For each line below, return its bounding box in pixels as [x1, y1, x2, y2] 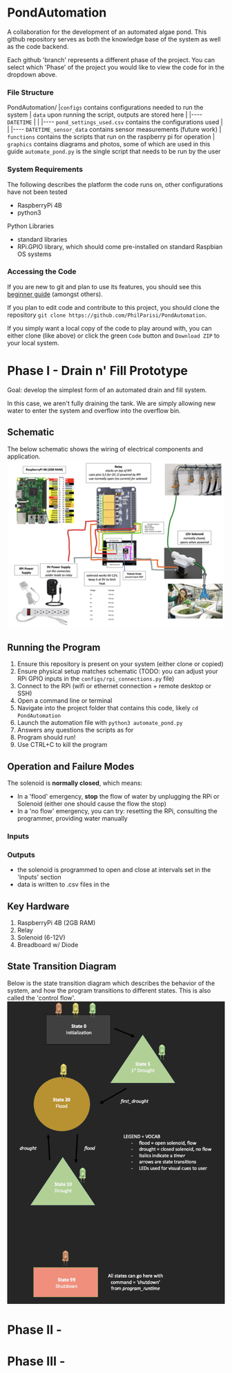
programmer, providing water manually [17, 815, 128, 823]
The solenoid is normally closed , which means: [7, 779, 143, 788]
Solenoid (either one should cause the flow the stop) [17, 799, 167, 808]
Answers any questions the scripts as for [17, 726, 134, 734]
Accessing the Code [7, 267, 77, 277]
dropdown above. [7, 70, 57, 79]
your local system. [7, 338, 60, 347]
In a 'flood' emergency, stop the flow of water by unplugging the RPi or [17, 792, 220, 801]
